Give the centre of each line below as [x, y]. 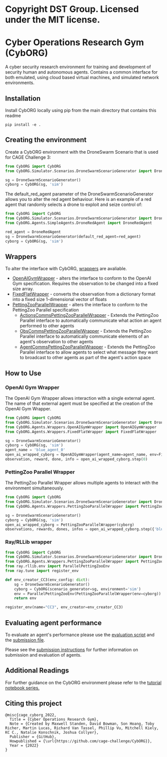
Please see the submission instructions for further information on [72, 650]
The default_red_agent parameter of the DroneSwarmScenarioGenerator [80, 194]
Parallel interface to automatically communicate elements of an [84, 336]
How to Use [23, 373]
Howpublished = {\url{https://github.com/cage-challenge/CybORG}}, [81, 741]
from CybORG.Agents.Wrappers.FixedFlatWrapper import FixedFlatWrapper [81, 432]
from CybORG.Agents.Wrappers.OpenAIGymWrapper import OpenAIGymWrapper [81, 427]
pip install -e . [23, 125]
